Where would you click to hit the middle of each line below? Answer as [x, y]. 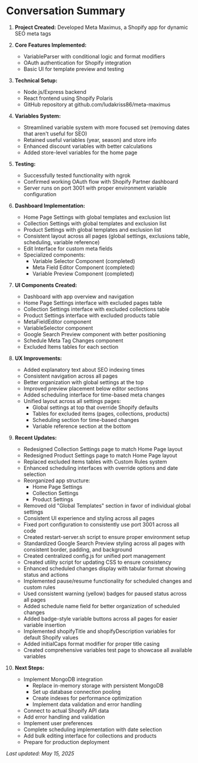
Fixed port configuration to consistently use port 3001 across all [101, 524]
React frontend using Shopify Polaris [68, 98]
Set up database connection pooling [77, 691]
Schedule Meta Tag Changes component [73, 340]
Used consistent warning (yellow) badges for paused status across [105, 593]
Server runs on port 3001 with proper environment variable [95, 188]
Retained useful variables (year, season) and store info [90, 139]
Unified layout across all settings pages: [72, 401]
